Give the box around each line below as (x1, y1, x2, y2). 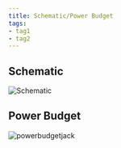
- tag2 (8, 34, 31, 43)
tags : (8, 19, 27, 27)
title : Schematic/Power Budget (8, 11, 114, 20)
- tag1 (8, 27, 31, 35)
